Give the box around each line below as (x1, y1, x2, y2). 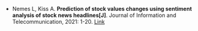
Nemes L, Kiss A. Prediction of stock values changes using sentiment (12, 5, 192, 12)
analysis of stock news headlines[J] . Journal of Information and (12, 12, 177, 19)
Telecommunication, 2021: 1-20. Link (12, 18, 105, 25)
